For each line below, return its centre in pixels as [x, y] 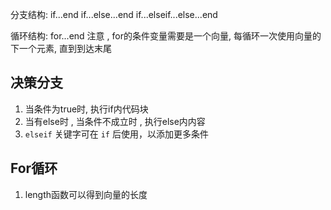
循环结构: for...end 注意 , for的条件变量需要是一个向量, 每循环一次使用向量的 [166, 36]
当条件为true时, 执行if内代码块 [86, 109]
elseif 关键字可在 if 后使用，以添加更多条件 [116, 134]
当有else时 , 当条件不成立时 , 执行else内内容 [115, 121]
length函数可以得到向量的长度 [86, 194]
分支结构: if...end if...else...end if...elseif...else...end [114, 14]
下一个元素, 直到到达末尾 [61, 48]
